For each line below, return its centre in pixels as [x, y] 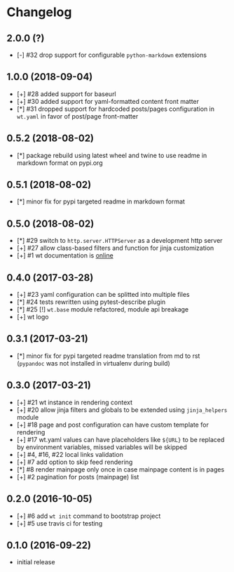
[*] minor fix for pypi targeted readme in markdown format [101, 201]
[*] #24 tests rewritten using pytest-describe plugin [91, 302]
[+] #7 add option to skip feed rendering [75, 462]
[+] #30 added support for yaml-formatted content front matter [108, 101]
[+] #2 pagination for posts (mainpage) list [78, 477]
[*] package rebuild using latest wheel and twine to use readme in [112, 155]
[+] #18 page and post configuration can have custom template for [113, 425]
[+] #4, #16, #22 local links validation [70, 454]
